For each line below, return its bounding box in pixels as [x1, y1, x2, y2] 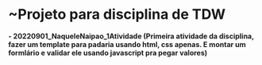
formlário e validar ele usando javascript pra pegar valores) [8, 48, 208, 57]
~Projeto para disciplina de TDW [8, 5, 226, 23]
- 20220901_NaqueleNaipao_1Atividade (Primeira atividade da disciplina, [8, 31, 254, 41]
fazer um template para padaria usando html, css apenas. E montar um [8, 39, 246, 49]
